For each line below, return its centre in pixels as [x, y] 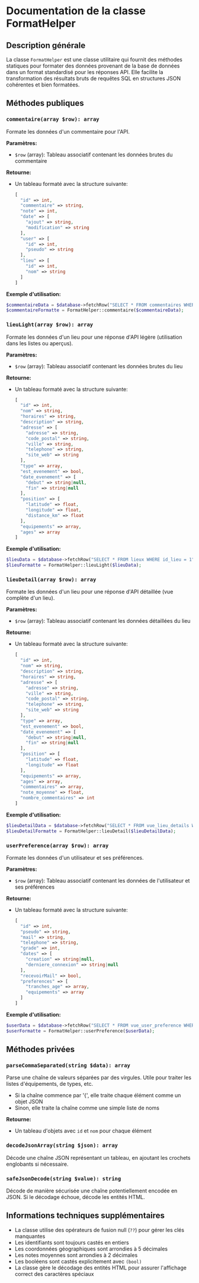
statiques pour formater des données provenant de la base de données [93, 66]
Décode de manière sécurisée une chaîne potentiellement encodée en [92, 1191]
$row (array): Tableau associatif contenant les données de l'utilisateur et [102, 880]
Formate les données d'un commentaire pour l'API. [68, 131]
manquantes [30, 1236]
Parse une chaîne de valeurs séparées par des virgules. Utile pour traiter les [99, 1078]
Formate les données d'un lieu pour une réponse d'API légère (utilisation [94, 337]
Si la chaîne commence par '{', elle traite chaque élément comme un [98, 1095]
